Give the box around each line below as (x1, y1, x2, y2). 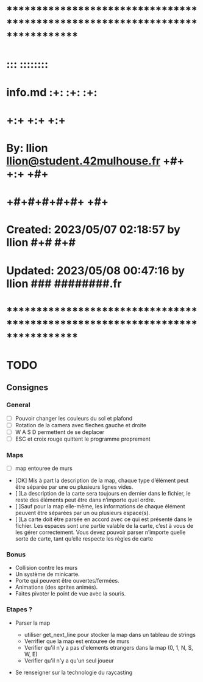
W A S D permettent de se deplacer (15, 428, 105, 436)
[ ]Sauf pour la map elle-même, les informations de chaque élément (15, 503, 185, 510)
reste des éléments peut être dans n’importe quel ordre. (15, 496, 155, 503)
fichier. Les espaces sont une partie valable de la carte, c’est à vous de (15, 522, 194, 530)
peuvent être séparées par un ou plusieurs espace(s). (15, 510, 151, 517)
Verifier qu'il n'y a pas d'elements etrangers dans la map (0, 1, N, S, (24, 644, 194, 651)
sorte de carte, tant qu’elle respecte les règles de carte (15, 535, 154, 542)
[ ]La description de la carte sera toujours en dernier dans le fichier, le (15, 490, 191, 497)
